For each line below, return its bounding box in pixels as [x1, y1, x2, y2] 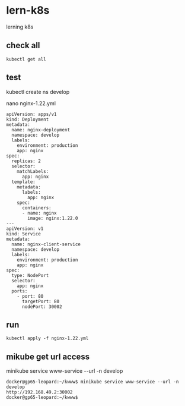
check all [6, 40, 40, 51]
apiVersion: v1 [6, 225, 44, 232]
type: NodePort [11, 272, 49, 278]
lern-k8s [6, 4, 50, 17]
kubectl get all [6, 56, 46, 62]
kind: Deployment [6, 117, 49, 122]
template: [11, 179, 36, 185]
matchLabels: [17, 168, 49, 174]
